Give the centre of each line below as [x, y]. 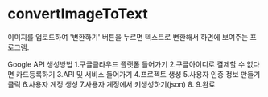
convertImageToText [78, 14]
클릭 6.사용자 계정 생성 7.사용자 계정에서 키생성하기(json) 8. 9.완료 [111, 84]
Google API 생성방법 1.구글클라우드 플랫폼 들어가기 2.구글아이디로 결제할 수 [126, 64]
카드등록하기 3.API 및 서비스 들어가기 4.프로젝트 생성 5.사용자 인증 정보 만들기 [138, 74]
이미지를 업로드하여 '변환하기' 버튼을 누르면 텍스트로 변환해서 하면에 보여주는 [128, 37]
